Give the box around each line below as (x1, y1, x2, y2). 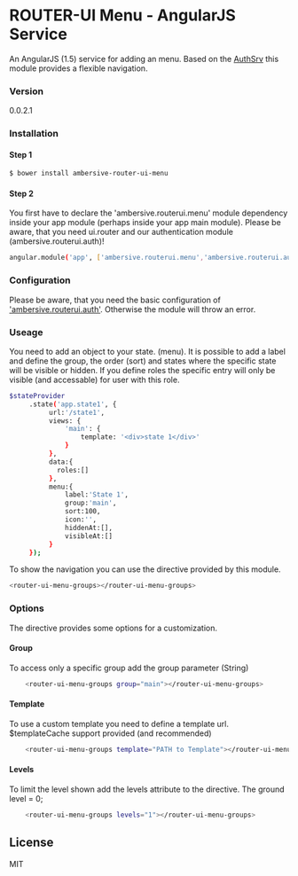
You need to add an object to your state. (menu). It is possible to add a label (9, 346, 286, 356)
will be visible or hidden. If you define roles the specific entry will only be (9, 364, 276, 375)
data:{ (48, 458, 74, 466)
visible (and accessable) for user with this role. (9, 374, 180, 385)
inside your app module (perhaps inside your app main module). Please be (9, 217, 281, 228)
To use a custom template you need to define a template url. (9, 718, 229, 729)
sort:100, (65, 507, 101, 516)
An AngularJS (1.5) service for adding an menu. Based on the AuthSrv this (9, 53, 279, 64)
